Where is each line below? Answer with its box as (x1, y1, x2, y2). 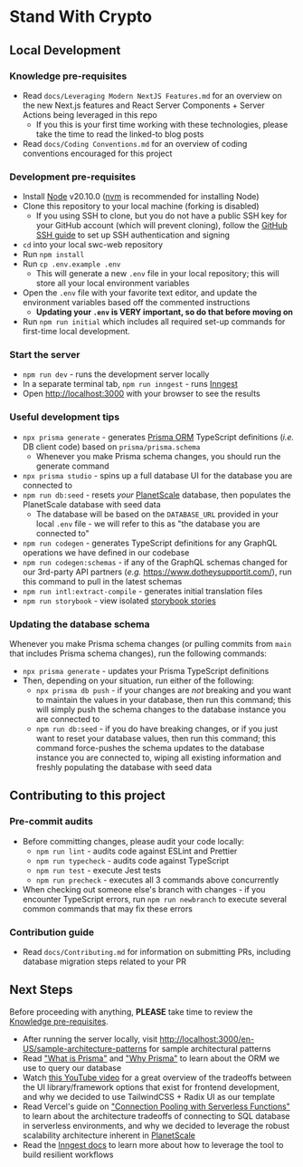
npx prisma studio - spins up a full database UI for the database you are (22, 469, 293, 481)
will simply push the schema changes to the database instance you (35, 704, 287, 715)
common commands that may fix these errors (22, 903, 193, 914)
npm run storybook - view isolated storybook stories (22, 595, 217, 606)
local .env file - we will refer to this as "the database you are (35, 518, 260, 529)
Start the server (9, 349, 80, 362)
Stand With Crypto (9, 6, 152, 27)
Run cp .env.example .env (22, 258, 121, 269)
